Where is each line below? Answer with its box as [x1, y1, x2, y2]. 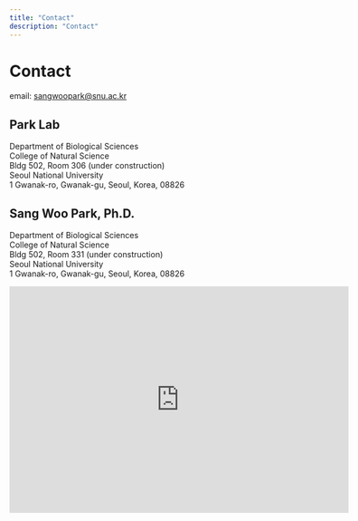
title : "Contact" [9, 13, 75, 23]
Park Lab [9, 117, 61, 132]
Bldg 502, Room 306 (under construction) [9, 160, 165, 171]
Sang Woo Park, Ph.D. [9, 206, 136, 221]
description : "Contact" [9, 22, 99, 31]
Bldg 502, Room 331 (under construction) [9, 249, 164, 260]
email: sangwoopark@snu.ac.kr [9, 91, 127, 101]
